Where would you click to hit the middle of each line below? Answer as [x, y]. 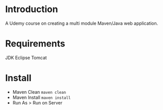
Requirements [35, 44]
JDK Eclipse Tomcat [26, 58]
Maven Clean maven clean [39, 92]
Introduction [32, 9]
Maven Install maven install [42, 97]
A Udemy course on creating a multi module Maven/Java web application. [82, 23]
